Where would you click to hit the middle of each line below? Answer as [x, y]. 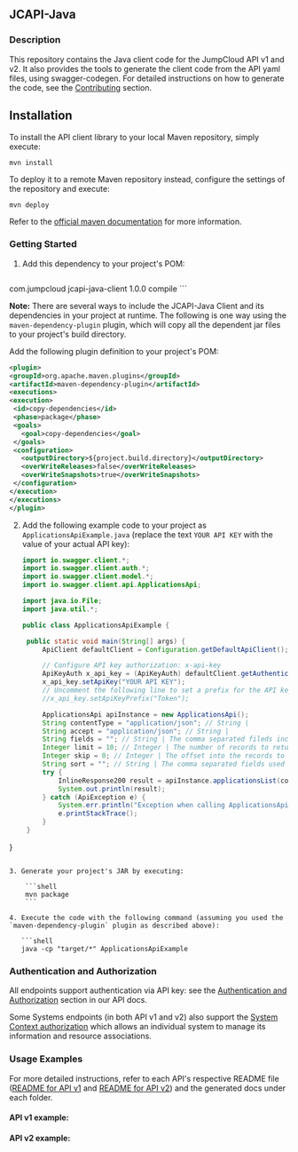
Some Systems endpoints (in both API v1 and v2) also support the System [144, 1017]
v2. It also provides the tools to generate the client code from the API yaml [145, 68]
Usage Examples [46, 1059]
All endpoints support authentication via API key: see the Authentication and [148, 990]
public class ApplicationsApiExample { [96, 625]
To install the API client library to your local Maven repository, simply [134, 137]
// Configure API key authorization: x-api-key [132, 665]
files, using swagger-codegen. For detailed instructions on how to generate [147, 78]
